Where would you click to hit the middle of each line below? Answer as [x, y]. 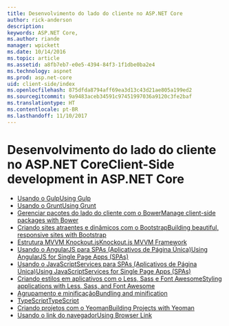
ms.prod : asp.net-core [40, 77]
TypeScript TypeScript [48, 301]
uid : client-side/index [41, 84]
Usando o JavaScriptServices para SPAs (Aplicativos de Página [107, 264]
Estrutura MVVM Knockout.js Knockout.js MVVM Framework [102, 242]
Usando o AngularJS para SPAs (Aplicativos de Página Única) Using [112, 249]
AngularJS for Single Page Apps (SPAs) [73, 257]
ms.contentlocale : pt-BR [43, 109]
